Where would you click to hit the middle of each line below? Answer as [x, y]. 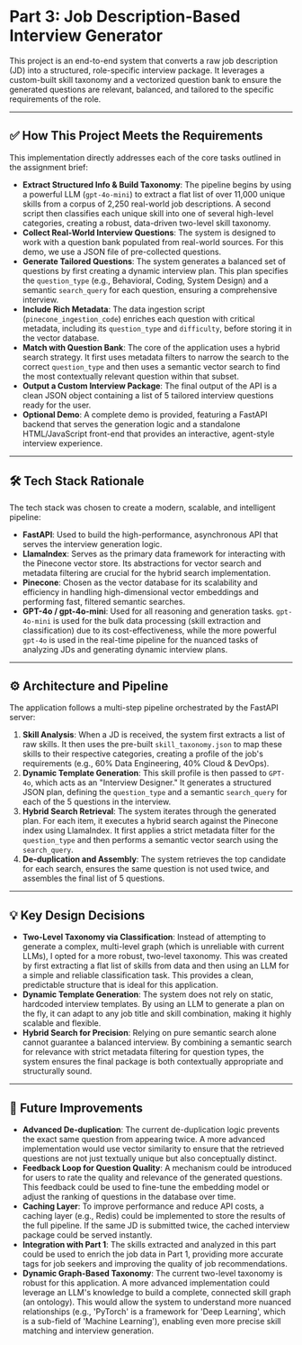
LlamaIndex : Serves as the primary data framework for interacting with [154, 554]
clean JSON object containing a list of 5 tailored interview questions [148, 395]
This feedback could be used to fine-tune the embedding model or [146, 1187]
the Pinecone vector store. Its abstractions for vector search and [142, 563]
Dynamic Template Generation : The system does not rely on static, [148, 994]
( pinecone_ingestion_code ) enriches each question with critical [138, 318]
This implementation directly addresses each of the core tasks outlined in [145, 157]
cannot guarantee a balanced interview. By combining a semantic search [157, 1042]
